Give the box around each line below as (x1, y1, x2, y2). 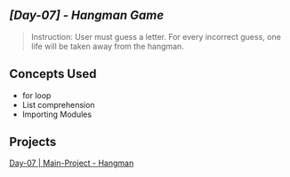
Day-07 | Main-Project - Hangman (9, 158, 134, 168)
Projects (9, 135, 57, 150)
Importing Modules (21, 109, 92, 119)
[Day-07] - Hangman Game (9, 8, 165, 23)
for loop (21, 89, 52, 101)
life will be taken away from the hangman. (30, 41, 184, 51)
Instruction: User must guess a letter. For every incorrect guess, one (30, 31, 282, 42)
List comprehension (21, 99, 95, 110)
